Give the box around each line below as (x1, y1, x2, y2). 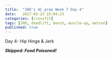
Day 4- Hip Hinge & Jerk (5, 38, 55, 44)
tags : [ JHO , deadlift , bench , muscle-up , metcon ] (5, 20, 108, 26)
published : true (5, 25, 38, 30)
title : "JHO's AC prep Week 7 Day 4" (5, 7, 84, 12)
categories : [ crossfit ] (5, 16, 54, 21)
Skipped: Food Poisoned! (5, 48, 57, 54)
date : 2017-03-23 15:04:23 (5, 12, 64, 16)
